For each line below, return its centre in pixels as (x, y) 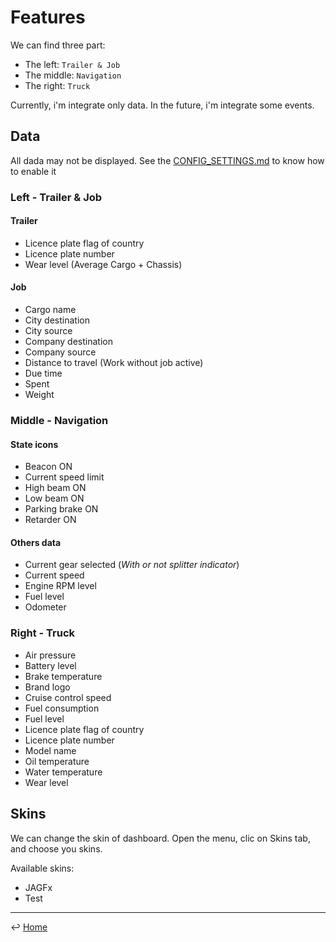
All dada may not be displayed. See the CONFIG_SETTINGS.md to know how (167, 160)
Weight (39, 395)
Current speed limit (64, 477)
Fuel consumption (62, 708)
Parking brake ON (61, 509)
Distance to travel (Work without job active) (114, 363)
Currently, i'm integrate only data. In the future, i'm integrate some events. (162, 105)
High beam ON (55, 488)
